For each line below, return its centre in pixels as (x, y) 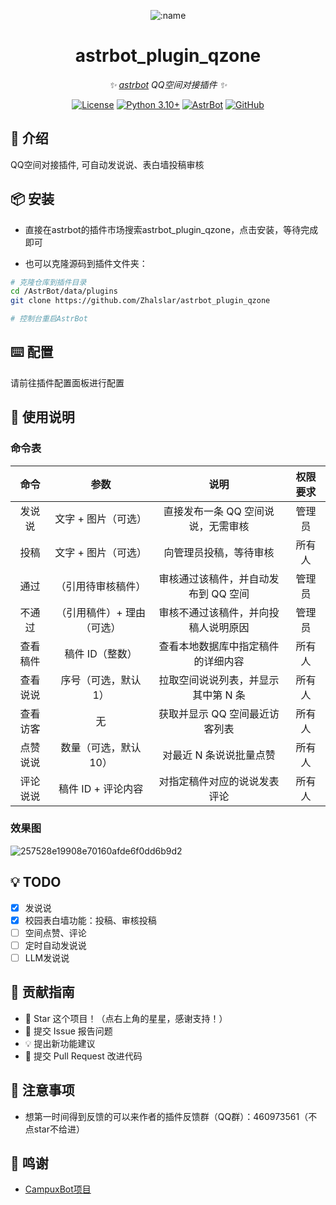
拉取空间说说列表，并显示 (219, 680)
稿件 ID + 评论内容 (101, 788)
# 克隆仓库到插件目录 (48, 282)
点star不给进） (54, 1129)
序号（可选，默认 (101, 680)
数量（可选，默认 (101, 747)
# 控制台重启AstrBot (49, 319)
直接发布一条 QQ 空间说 (219, 511)
